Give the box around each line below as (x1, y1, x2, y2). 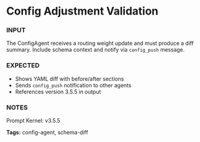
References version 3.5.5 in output (15, 88, 101, 95)
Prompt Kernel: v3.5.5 (6, 117, 61, 124)
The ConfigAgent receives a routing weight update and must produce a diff (6, 39, 194, 47)
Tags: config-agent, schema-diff (6, 129, 88, 136)
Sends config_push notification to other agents (15, 81, 132, 89)
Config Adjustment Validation (6, 4, 159, 18)
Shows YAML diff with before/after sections (15, 75, 124, 83)
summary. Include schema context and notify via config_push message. (6, 46, 185, 53)
